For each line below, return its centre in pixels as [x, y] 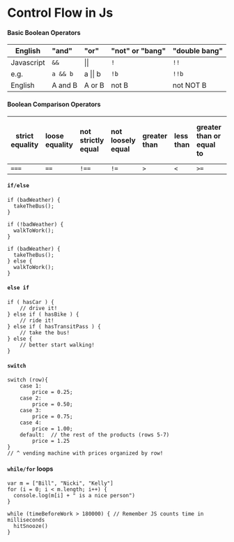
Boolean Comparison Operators [54, 104]
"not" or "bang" [138, 51]
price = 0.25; [53, 393]
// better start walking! [57, 345]
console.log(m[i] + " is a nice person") [75, 496]
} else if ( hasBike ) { [43, 314]
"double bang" [198, 51]
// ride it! [37, 321]
